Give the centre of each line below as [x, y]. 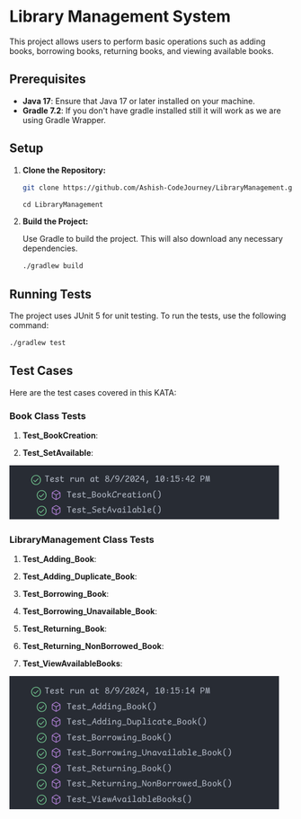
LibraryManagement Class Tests [82, 539]
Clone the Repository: [64, 170]
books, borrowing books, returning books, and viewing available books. [142, 50]
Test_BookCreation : [60, 436]
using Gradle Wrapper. [64, 120]
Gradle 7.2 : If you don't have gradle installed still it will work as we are [151, 111]
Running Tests [50, 294]
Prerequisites [48, 80]
